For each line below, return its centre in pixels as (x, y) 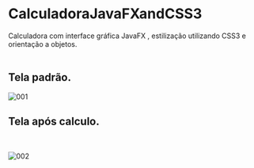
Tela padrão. (40, 77)
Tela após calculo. (54, 122)
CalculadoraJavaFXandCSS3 (105, 14)
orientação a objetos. (43, 44)
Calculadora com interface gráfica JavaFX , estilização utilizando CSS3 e (127, 36)
